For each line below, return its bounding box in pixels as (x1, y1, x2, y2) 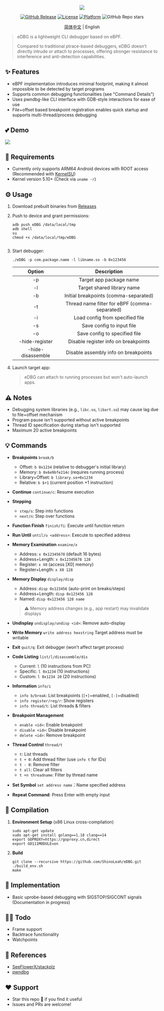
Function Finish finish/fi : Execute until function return (12, 523, 124, 528)
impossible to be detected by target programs (12, 86, 104, 92)
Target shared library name (78, 285, 140, 291)
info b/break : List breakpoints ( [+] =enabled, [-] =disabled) (19, 692, 140, 698)
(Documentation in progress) (12, 899, 70, 905)
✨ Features (5, 68, 40, 76)
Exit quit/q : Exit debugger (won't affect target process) (12, 644, 124, 650)
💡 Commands (5, 441, 47, 450)
